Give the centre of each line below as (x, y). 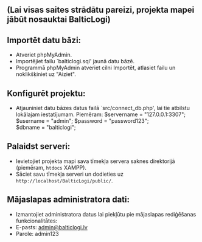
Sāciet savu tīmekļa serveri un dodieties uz (70, 174)
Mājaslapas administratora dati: (68, 200)
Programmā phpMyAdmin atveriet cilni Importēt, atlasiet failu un (96, 68)
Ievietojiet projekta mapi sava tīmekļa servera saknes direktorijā (95, 161)
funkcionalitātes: (37, 221)
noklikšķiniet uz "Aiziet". (46, 74)
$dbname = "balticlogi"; (46, 128)
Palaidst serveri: (39, 146)
